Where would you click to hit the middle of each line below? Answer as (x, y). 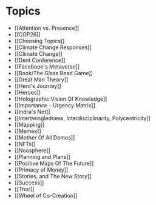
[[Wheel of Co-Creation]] (46, 195)
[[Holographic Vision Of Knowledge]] (61, 99)
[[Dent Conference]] (40, 60)
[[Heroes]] (27, 92)
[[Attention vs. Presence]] (47, 28)
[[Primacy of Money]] (41, 170)
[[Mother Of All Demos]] (45, 137)
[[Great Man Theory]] (41, 79)
